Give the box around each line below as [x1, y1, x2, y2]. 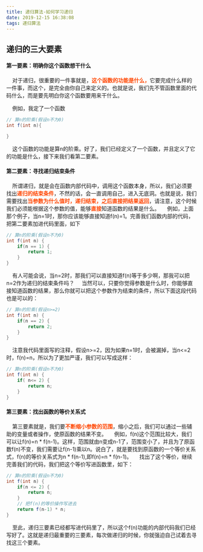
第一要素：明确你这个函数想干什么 [6, 62, 91, 70]
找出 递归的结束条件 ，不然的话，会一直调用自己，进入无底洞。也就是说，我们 [6, 189, 197, 197]
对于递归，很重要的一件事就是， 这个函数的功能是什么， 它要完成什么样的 [11, 76, 192, 84]
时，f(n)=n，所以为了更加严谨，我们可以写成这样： [6, 354, 134, 361]
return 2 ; [28, 323, 53, 330]
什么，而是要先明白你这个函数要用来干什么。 [11, 91, 123, 99]
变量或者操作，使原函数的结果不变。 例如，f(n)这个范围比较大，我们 [16, 430, 192, 438]
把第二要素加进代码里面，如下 [6, 220, 80, 227]
